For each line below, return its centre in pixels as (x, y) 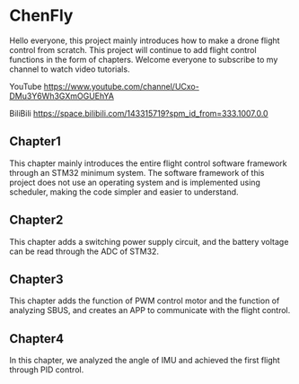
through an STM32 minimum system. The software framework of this (137, 172)
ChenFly (41, 16)
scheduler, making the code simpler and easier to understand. (124, 192)
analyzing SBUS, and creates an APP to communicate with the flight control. (150, 310)
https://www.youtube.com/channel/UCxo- (121, 86)
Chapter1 (35, 141)
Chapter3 (37, 279)
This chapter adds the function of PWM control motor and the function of (145, 301)
